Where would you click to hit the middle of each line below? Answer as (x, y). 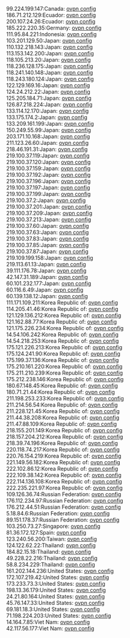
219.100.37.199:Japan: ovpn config (49, 194)
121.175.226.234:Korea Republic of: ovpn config (65, 328)
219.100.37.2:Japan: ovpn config (46, 200)
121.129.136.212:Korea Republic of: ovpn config (64, 315)
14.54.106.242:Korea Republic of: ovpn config (63, 334)
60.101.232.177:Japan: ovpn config (49, 283)
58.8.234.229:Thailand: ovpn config (51, 564)
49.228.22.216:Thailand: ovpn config (52, 558)
